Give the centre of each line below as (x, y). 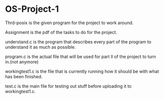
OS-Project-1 (32, 9)
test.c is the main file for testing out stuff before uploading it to (68, 86)
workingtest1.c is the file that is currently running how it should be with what (82, 71)
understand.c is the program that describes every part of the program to (78, 42)
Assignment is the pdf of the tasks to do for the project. (61, 32)
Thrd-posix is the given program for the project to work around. (69, 23)
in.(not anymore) (22, 62)
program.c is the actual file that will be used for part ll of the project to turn (81, 56)
